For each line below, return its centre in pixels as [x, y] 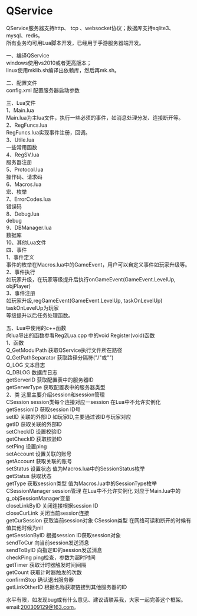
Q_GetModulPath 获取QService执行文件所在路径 [64, 350]
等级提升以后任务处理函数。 [40, 315]
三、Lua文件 [21, 102]
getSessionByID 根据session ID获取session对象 [63, 535]
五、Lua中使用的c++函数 [36, 328]
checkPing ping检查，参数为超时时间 [51, 557]
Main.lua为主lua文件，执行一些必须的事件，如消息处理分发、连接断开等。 [95, 117]
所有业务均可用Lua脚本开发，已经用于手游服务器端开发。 [75, 43]
